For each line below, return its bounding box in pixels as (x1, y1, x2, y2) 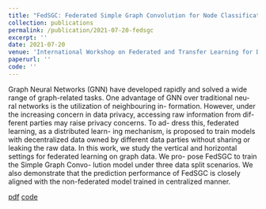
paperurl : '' (8, 56, 51, 64)
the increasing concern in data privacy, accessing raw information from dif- (8, 110, 255, 119)
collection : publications (8, 19, 93, 27)
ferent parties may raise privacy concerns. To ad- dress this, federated (8, 118, 239, 127)
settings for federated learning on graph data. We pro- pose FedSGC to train (8, 151, 257, 161)
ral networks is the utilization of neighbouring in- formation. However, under (8, 101, 256, 110)
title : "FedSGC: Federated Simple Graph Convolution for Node (8, 11, 218, 20)
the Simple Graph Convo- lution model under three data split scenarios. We (8, 159, 253, 170)
